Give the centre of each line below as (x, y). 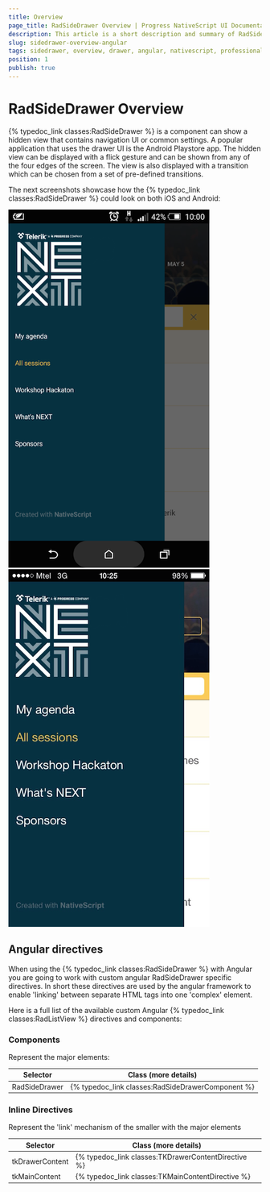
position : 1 (28, 60)
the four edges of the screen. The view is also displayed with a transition (129, 165)
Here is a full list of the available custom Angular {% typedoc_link (117, 1010)
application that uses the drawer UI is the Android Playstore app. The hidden (135, 148)
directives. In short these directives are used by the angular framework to (130, 986)
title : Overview (35, 17)
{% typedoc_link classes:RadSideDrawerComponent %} (162, 1086)
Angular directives (56, 950)
